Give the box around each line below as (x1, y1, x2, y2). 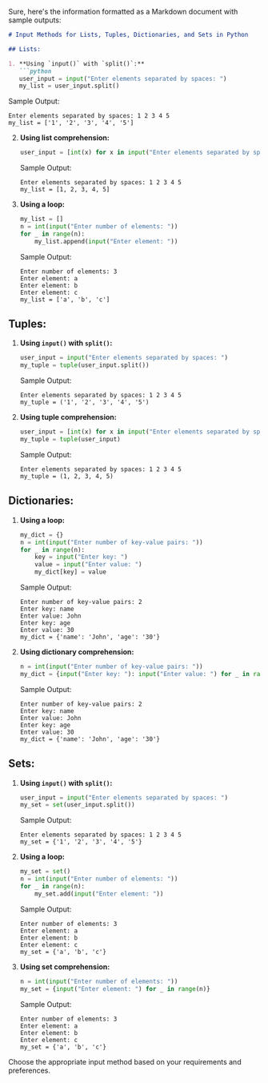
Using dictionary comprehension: (19, 647, 134, 656)
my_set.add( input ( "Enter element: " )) (34, 889, 164, 898)
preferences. (8, 1065, 50, 1075)
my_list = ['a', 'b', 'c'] (19, 296, 110, 304)
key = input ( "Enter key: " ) (34, 553, 128, 562)
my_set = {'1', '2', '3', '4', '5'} (19, 838, 142, 846)
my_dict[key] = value (34, 568, 106, 576)
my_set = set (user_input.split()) (19, 801, 135, 809)
